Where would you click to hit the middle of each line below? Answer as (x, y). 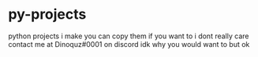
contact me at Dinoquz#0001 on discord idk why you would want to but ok (129, 44)
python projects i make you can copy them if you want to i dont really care (129, 36)
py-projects (47, 14)
